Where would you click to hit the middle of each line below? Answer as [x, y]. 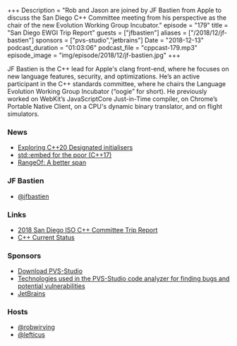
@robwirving [36, 327]
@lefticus [31, 335]
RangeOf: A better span [52, 162]
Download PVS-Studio [50, 271]
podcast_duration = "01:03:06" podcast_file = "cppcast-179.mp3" [102, 48]
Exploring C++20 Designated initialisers [75, 148]
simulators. [24, 114]
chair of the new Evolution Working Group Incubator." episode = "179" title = [118, 25]
